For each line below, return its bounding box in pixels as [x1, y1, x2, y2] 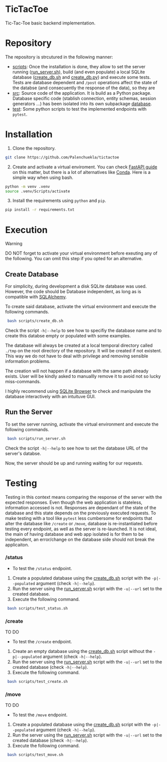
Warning [5, 241, 22, 247]
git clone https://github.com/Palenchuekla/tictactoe [5, 154, 120, 160]
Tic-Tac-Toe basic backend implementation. [5, 20, 96, 26]
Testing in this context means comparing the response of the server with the [5, 494, 163, 500]
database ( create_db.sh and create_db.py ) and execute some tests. [12, 74, 151, 80]
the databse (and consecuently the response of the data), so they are [12, 85, 156, 91]
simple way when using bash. [12, 174, 74, 180]
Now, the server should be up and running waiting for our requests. [5, 460, 143, 466]
